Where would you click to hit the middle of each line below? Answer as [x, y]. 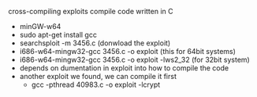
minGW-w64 [40, 26]
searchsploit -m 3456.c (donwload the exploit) [95, 43]
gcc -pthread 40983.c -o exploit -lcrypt [96, 84]
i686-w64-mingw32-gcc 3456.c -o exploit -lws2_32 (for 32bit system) [134, 59]
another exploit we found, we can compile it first [98, 76]
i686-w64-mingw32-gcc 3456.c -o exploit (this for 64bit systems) [128, 51]
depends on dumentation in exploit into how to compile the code [124, 68]
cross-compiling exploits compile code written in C [91, 11]
